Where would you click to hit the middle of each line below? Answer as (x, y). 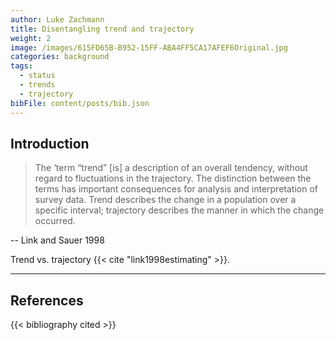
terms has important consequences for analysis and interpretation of (176, 189)
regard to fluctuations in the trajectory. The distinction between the (173, 178)
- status (37, 76)
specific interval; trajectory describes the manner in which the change (179, 210)
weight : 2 (31, 38)
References (47, 300)
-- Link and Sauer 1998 (57, 240)
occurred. (55, 221)
